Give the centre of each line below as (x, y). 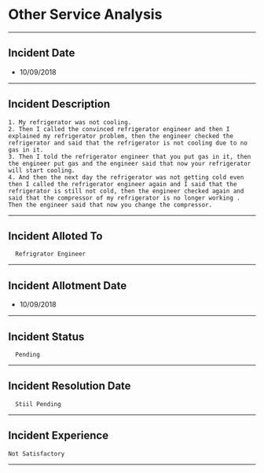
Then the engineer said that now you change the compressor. (110, 205)
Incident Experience (58, 436)
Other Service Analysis (85, 15)
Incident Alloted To (55, 236)
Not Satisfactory (37, 453)
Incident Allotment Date (68, 286)
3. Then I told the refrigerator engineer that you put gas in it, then (130, 156)
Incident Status (46, 337)
